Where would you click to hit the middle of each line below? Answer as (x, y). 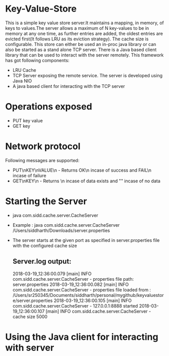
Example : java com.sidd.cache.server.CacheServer (66, 225)
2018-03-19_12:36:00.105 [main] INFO (93, 300)
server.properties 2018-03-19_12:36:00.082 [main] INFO (71, 284)
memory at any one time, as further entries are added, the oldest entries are (84, 33)
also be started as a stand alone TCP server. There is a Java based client (81, 49)
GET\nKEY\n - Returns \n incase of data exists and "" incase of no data (86, 181)
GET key (21, 126)
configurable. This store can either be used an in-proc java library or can (81, 44)
